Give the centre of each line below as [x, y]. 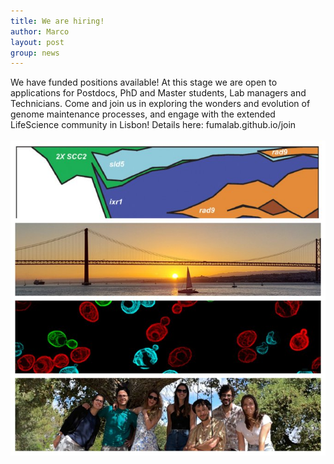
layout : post [37, 42]
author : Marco [40, 31]
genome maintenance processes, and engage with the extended [143, 114]
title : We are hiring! [57, 21]
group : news [35, 53]
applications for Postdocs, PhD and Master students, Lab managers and [158, 93]
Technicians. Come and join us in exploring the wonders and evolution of [160, 104]
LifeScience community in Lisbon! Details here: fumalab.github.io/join [153, 125]
